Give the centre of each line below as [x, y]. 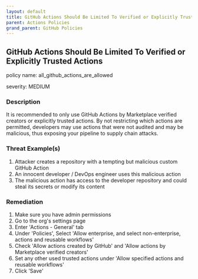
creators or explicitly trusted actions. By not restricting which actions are [94, 121]
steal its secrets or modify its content [60, 187]
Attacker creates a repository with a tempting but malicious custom [96, 161]
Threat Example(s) [33, 149]
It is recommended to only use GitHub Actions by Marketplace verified [91, 115]
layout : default [26, 11]
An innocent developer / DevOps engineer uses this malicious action [98, 174]
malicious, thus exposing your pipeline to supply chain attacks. [82, 134]
